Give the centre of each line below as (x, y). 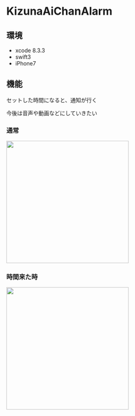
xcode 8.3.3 (30, 50)
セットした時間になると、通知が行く (52, 100)
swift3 (23, 57)
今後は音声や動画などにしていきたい (52, 113)
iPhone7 (26, 63)
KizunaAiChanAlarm (60, 11)
